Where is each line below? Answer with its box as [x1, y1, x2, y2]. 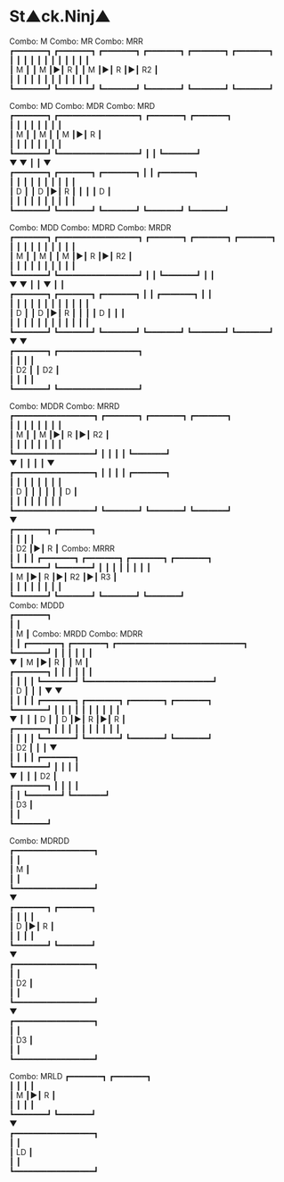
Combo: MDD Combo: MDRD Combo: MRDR [9, 221, 172, 233]
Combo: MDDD [9, 600, 65, 611]
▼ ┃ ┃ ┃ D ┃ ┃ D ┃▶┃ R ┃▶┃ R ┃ [9, 713, 126, 724]
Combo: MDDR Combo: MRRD [9, 400, 120, 412]
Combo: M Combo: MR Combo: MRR [9, 36, 144, 46]
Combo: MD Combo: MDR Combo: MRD [9, 100, 156, 111]
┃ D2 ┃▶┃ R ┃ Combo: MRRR [9, 543, 116, 554]
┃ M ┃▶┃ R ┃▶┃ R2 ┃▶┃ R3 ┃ [9, 571, 118, 582]
